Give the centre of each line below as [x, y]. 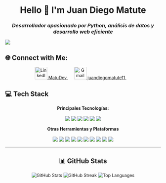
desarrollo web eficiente [83, 32]
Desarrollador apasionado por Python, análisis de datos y [83, 26]
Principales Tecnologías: [83, 108]
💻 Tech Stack [27, 94]
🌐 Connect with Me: [37, 58]
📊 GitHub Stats [83, 161]
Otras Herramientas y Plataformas [83, 129]
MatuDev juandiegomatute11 [87, 78]
